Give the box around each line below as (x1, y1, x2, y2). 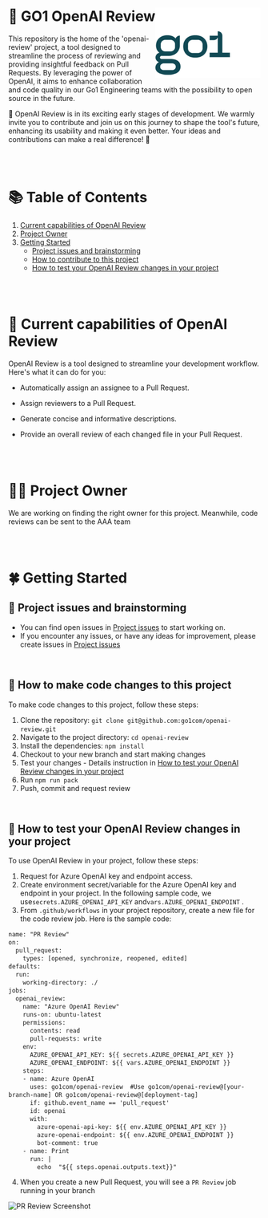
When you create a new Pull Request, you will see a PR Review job (19, 1177, 237, 1187)
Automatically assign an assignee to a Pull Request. (19, 383, 190, 392)
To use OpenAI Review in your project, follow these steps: (8, 856, 198, 866)
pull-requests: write (29, 1035, 102, 1043)
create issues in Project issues (19, 639, 121, 649)
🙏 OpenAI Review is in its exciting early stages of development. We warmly (8, 108, 255, 119)
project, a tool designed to (34, 42, 122, 51)
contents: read (29, 1027, 81, 1035)
